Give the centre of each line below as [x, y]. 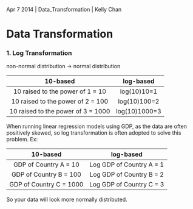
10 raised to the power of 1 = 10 [59, 91]
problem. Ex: [22, 140]
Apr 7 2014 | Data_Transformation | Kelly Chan [64, 9]
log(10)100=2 [139, 102]
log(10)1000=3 [139, 112]
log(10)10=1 [139, 91]
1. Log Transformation [39, 53]
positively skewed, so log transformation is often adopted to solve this [94, 133]
